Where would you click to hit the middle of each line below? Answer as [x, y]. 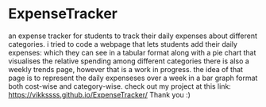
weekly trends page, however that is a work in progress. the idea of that [126, 69]
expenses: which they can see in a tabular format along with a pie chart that [132, 52]
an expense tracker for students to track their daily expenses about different [133, 36]
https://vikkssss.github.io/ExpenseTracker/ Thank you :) [99, 94]
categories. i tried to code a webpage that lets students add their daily [123, 44]
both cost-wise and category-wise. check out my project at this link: [120, 86]
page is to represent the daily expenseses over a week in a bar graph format [133, 78]
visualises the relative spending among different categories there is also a [129, 61]
